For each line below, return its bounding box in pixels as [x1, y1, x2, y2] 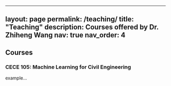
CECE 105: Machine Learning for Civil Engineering [5, 63, 131, 70]
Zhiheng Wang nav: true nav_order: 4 [5, 31, 126, 40]
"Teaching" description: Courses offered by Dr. [5, 23, 159, 32]
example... [5, 75, 27, 81]
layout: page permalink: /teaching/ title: [5, 15, 134, 23]
